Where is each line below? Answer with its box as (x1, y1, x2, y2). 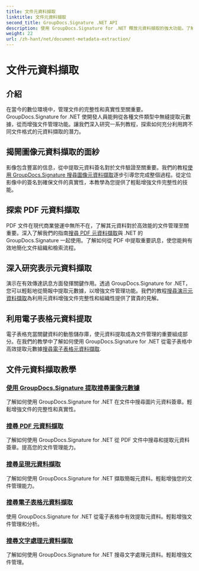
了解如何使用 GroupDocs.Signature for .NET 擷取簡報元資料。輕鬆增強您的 (6, 474, 188, 482)
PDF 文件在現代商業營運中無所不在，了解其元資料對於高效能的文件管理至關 (6, 222, 190, 229)
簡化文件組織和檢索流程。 (16, 244, 79, 251)
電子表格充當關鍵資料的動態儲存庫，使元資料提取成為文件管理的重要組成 (6, 331, 182, 338)
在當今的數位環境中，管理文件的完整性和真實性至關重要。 (6, 106, 146, 113)
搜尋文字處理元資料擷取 (6, 537, 73, 545)
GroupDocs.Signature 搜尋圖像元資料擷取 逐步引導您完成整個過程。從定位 (12, 171, 191, 178)
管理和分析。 (11, 520, 43, 527)
